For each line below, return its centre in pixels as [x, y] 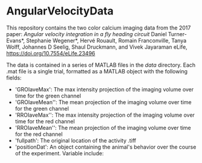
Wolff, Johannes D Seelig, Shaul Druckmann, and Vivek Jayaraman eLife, [97, 47]
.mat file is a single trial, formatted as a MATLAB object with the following [97, 71]
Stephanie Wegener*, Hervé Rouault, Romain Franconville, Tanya [106, 40]
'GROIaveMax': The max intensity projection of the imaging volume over [104, 89]
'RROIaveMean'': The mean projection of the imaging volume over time [103, 128]
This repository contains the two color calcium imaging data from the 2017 [99, 28]
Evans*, [16, 40]
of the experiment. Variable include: [59, 153]
